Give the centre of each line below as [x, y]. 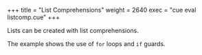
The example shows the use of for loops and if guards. [87, 44]
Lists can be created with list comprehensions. [73, 31]
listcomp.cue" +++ [34, 17]
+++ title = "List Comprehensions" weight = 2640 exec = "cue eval [102, 10]
